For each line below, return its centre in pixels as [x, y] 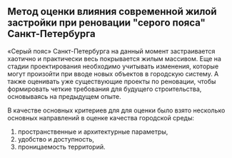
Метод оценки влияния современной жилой [112, 12]
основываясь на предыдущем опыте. [64, 96]
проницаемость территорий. [61, 147]
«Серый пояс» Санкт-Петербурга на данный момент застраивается [111, 51]
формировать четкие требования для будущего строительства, [105, 89]
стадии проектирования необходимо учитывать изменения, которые [113, 66]
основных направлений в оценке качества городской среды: [101, 117]
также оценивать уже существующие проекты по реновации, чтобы [112, 81]
